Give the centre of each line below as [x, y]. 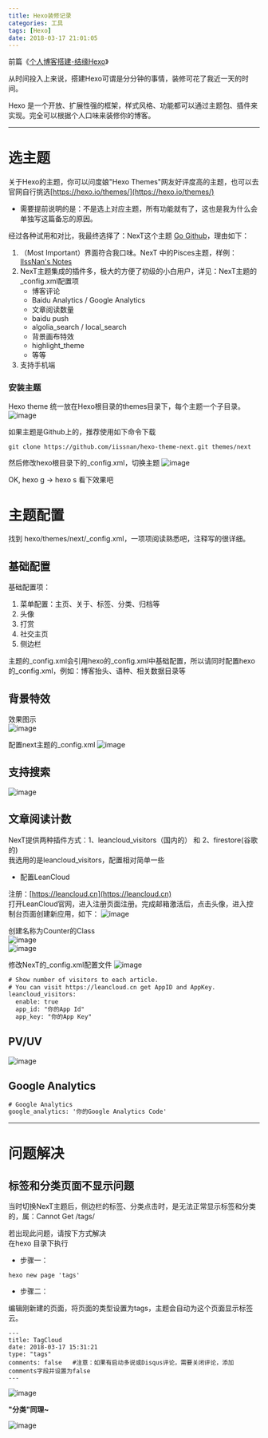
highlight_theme [58, 346]
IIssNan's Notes [46, 262]
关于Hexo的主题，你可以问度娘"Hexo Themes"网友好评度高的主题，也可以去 [134, 182]
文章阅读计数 [40, 819]
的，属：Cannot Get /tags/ [52, 1216]
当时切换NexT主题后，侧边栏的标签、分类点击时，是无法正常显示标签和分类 [132, 1206]
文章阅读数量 [53, 310]
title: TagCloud [35, 1341]
